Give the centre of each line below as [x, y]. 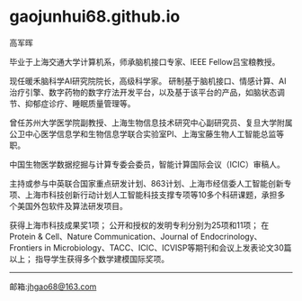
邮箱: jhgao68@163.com [53, 287]
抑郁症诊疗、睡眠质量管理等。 [80, 103]
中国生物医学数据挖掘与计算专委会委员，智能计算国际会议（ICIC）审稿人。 [147, 164]
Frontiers [26, 247]
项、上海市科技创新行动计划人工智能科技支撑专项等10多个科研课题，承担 [143, 195]
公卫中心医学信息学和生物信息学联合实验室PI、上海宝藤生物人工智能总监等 [147, 133]
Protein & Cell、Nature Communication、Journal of [104, 236]
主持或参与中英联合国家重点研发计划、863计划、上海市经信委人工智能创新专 [151, 183]
